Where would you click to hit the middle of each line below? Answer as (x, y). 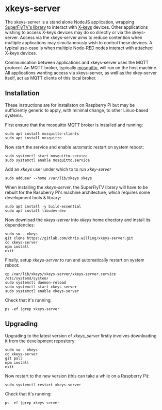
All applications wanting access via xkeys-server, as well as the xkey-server (81, 73)
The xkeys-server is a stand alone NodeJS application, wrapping (70, 22)
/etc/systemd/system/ (27, 278)
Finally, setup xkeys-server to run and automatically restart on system (75, 260)
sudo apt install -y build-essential (43, 206)
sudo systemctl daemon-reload (36, 282)
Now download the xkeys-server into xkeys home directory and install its (78, 220)
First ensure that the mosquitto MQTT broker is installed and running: (74, 125)
